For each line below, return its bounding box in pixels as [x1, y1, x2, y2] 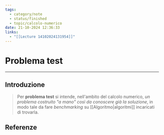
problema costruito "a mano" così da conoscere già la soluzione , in [17, 98, 153, 105]
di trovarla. [17, 109, 39, 115]
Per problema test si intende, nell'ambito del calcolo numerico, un [17, 94, 150, 99]
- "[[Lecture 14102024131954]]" [9, 35, 76, 39]
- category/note [9, 12, 42, 17]
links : [5, 30, 19, 35]
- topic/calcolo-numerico [9, 20, 62, 26]
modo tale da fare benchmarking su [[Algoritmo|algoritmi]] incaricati [17, 104, 155, 110]
